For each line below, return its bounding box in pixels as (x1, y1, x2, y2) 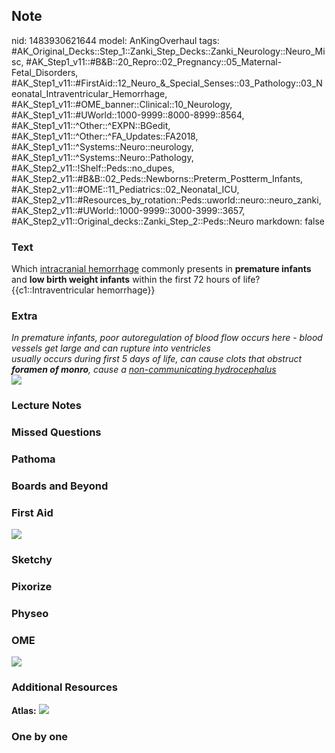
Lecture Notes (11, 399, 82, 413)
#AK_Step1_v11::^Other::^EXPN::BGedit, (11, 119, 171, 131)
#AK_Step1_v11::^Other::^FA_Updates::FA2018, (11, 130, 199, 142)
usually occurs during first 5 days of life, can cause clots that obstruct (11, 353, 303, 365)
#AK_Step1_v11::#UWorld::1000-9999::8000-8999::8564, (11, 109, 245, 121)
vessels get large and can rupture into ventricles (11, 342, 211, 354)
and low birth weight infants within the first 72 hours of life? (11, 274, 261, 286)
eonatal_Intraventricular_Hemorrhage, (11, 87, 168, 99)
